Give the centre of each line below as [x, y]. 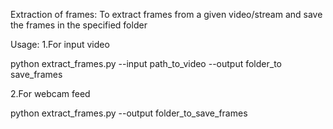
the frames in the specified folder [79, 25]
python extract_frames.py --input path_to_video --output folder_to [146, 63]
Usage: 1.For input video [60, 44]
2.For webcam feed [50, 93]
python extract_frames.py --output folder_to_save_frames [129, 113]
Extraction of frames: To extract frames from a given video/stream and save [166, 14]
